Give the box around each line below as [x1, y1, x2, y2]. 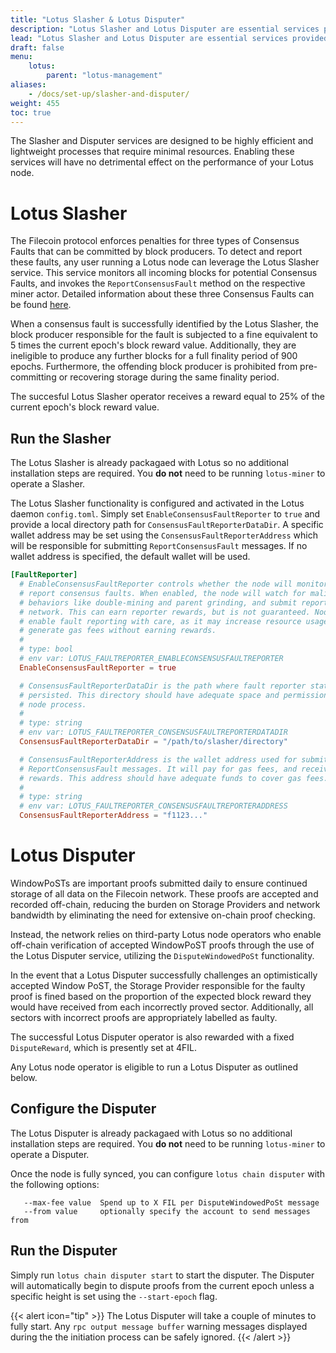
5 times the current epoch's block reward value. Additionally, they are [10, 339, 297, 351]
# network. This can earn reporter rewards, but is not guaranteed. [19, 607, 311, 617]
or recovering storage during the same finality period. [58, 371, 280, 383]
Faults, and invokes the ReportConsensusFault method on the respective [10, 277, 306, 290]
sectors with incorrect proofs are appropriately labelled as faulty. [10, 1011, 278, 1023]
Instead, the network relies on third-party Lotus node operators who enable [10, 928, 322, 940]
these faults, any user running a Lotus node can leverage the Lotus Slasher [10, 256, 320, 268]
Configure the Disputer [10, 1101, 157, 1118]
